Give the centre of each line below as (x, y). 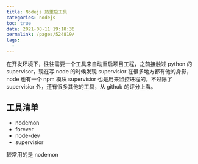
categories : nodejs (31, 18)
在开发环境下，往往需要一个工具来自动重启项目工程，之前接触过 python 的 (99, 64)
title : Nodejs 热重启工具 (37, 12)
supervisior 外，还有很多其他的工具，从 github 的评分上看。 (81, 86)
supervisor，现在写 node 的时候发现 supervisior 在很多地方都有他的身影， (99, 71)
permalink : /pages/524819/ (41, 35)
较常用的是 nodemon (33, 154)
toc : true (19, 23)
